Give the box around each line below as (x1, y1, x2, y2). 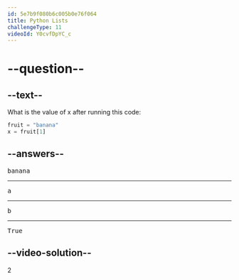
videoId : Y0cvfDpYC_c (7, 30, 72, 38)
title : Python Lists (7, 17, 69, 24)
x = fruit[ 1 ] (7, 129, 46, 136)
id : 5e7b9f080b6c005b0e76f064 (7, 10, 97, 18)
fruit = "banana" (7, 122, 59, 129)
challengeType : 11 (7, 23, 62, 31)
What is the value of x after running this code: (7, 108, 142, 117)
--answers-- (7, 148, 64, 160)
